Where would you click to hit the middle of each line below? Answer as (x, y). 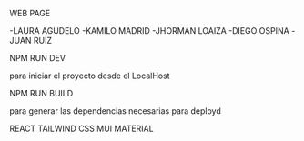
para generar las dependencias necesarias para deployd (115, 111)
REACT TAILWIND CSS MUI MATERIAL (81, 128)
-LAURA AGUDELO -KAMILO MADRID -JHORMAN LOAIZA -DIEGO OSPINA (149, 30)
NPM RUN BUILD (41, 93)
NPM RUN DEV (38, 58)
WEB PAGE (30, 13)
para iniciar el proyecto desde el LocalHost (90, 76)
